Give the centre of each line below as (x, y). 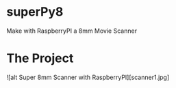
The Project (40, 58)
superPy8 (35, 12)
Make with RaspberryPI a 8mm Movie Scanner (72, 31)
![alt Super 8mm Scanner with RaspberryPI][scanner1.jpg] (88, 77)
